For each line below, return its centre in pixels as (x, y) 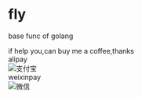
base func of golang (41, 36)
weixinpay (25, 77)
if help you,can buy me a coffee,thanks (71, 51)
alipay (18, 59)
